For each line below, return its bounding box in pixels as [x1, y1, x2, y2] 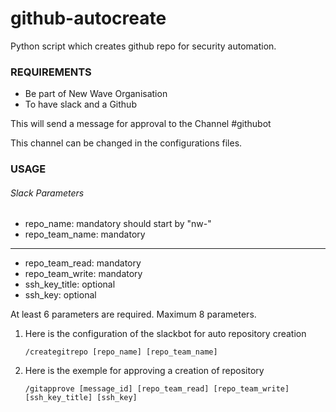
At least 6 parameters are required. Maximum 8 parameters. [10, 308, 257, 321]
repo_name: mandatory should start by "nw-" [24, 218, 212, 230]
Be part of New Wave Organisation [24, 88, 168, 100]
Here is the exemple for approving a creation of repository [24, 365, 265, 377]
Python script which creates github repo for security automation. [10, 40, 277, 52]
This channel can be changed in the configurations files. [10, 137, 243, 149]
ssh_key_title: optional [24, 278, 116, 291]
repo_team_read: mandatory [24, 257, 142, 269]
